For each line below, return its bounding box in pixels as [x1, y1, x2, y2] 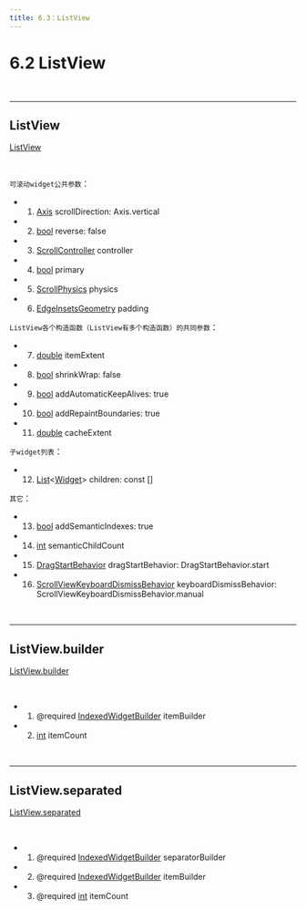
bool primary [36, 264, 85, 275]
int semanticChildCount [36, 540, 125, 552]
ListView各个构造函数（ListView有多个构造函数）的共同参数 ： [9, 322, 219, 333]
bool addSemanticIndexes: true [36, 521, 154, 532]
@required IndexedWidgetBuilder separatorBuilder [36, 852, 226, 863]
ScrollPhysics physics [36, 284, 118, 295]
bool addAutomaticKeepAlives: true [36, 388, 169, 399]
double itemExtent [36, 350, 105, 361]
